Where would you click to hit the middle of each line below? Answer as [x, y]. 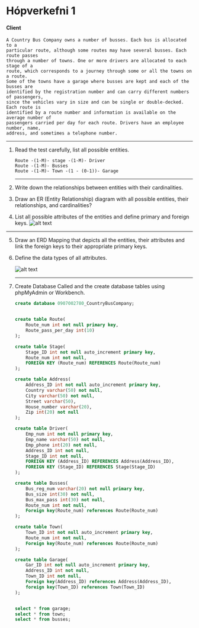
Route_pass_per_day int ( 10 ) [60, 331]
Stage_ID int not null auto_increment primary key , [91, 352]
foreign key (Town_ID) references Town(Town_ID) [85, 587]
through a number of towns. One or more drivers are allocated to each [96, 61]
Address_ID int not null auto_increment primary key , [93, 385]
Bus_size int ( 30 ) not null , [60, 494]
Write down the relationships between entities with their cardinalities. [99, 188]
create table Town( [39, 527]
